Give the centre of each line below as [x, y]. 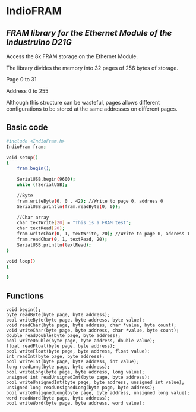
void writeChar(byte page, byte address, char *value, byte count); [93, 331]
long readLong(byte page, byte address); [58, 367]
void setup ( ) [22, 158]
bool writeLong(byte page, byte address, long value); [75, 372]
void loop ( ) [21, 261]
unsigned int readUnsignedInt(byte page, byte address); [78, 378]
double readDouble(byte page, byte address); [63, 336]
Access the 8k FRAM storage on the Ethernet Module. [72, 56]
